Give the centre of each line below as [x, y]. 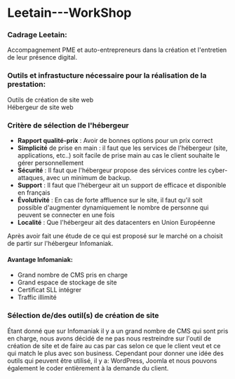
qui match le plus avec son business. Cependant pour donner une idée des [116, 353]
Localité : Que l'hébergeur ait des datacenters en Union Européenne [116, 223]
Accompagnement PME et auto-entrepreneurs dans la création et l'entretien [117, 50]
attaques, [31, 178]
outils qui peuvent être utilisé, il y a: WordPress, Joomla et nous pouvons [112, 360]
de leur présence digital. [42, 57]
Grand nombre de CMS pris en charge [73, 275]
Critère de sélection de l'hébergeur [68, 125]
